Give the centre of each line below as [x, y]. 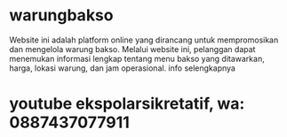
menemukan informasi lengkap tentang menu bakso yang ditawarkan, [137, 58]
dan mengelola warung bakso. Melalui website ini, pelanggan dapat [132, 49]
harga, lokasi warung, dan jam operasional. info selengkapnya [122, 68]
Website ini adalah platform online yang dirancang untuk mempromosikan [144, 40]
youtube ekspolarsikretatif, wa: [127, 104]
